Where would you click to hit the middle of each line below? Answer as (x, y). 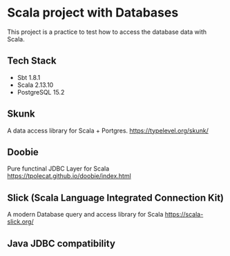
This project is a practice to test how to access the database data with (107, 32)
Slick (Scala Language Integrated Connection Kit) (116, 198)
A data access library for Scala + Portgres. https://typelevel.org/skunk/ (108, 130)
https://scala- (184, 215)
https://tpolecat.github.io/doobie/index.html (69, 176)
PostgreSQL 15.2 (41, 92)
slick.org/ (20, 221)
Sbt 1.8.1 (29, 77)
